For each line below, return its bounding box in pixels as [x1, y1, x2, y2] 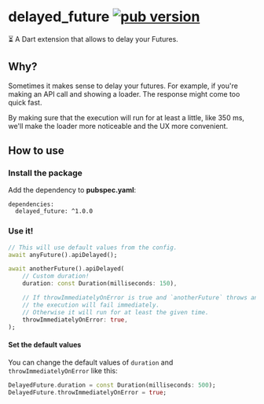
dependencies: [8, 200, 55, 208]
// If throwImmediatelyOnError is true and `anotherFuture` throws [22, 294, 247, 302]
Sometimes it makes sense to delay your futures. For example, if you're [8, 81, 238, 90]
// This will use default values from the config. [8, 244, 178, 252]
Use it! [8, 226, 34, 237]
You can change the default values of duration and [8, 358, 174, 367]
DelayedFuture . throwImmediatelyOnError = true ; [8, 388, 167, 396]
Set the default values [8, 340, 82, 350]
